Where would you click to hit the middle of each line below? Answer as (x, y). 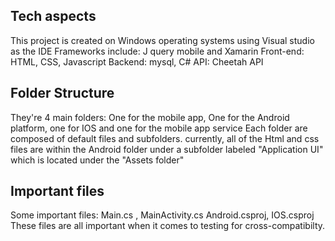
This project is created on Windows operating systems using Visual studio (162, 40)
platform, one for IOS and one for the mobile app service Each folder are (159, 128)
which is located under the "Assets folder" (97, 160)
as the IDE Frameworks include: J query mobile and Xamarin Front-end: (157, 51)
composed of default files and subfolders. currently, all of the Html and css (165, 138)
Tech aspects (53, 16)
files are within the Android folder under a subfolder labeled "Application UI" (167, 149)
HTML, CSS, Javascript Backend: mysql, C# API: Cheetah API (137, 61)
